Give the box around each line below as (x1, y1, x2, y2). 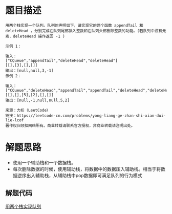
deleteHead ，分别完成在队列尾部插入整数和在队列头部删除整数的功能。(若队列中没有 (5, 28, 163, 33)
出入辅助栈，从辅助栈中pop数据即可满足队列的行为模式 (26, 172, 142, 178)
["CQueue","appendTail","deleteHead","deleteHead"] (5, 58, 118, 63)
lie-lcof (5, 117, 24, 123)
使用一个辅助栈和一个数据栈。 (12, 159, 76, 165)
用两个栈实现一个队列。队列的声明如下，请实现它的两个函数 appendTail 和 (5, 23, 143, 28)
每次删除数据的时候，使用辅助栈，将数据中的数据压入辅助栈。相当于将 (12, 166, 161, 172)
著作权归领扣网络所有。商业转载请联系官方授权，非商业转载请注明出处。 (5, 123, 135, 128)
